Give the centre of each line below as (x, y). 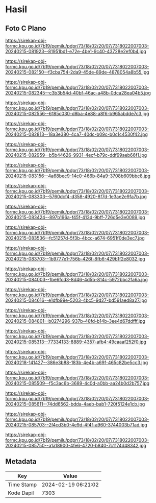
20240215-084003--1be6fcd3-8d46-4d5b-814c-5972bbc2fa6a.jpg (76, 280)
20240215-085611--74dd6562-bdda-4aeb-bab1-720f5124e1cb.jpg (75, 404)
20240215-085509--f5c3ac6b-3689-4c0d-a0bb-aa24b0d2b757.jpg (77, 383)
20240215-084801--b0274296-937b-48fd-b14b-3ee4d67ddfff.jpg (75, 321)
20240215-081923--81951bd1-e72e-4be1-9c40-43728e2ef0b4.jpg (76, 51)
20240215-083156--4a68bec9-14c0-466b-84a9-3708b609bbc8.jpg (78, 176)
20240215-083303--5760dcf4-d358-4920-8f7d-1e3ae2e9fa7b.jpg (76, 197)
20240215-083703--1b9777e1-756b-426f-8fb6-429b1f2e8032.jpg (75, 259)
